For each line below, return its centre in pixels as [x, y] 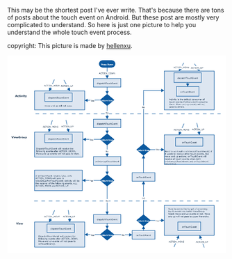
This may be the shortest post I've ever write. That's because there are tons [116, 10]
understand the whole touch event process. [69, 32]
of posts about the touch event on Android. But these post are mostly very [113, 17]
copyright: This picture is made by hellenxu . [70, 46]
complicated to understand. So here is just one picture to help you [102, 25]
